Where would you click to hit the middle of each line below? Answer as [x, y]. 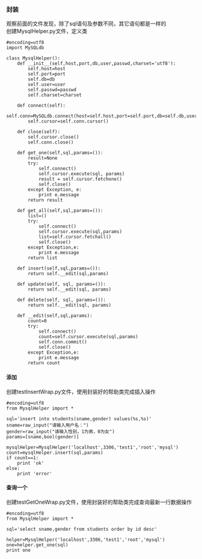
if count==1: [23, 458]
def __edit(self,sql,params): [55, 316]
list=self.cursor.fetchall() [75, 237]
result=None [43, 158]
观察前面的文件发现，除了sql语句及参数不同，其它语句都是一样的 [86, 24]
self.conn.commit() [63, 342]
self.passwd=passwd [52, 90]
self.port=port [47, 74]
